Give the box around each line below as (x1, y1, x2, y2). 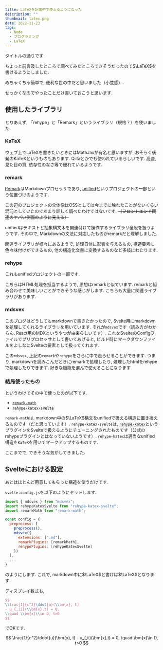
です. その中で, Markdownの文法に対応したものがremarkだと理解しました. (9, 231, 158, 236)
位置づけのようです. (9, 192, 50, 198)
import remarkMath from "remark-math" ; (5, 508, 86, 513)
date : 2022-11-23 (5, 20, 40, 26)
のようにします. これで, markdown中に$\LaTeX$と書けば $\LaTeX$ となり (5, 572, 150, 578)
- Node (9, 30, 23, 35)
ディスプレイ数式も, (5, 588, 45, 594)
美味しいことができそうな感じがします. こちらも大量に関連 (26, 288, 144, 293)
